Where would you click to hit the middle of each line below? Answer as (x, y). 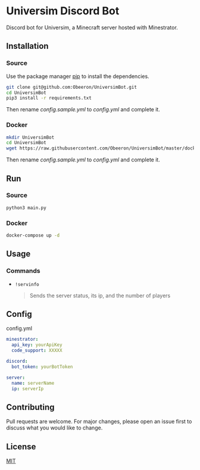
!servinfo (27, 284)
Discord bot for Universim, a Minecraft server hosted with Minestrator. (92, 27)
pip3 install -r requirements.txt (49, 98)
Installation (27, 46)
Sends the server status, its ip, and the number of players (100, 295)
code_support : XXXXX (37, 351)
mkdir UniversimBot (30, 137)
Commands (23, 271)
